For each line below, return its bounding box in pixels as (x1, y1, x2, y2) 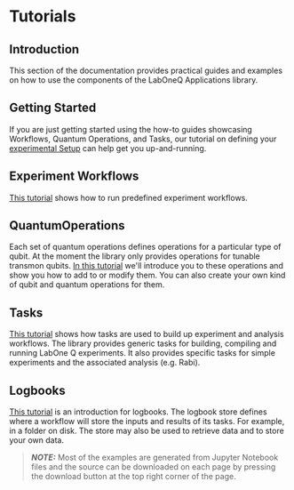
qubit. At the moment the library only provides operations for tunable (9, 251, 260, 261)
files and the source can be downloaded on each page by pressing (30, 462, 276, 472)
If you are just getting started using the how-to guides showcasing (9, 124, 253, 134)
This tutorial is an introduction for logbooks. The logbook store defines (9, 406, 268, 417)
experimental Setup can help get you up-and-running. (9, 142, 207, 153)
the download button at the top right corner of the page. (30, 471, 237, 482)
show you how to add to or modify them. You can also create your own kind (9, 269, 286, 281)
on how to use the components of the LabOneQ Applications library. (9, 75, 258, 85)
